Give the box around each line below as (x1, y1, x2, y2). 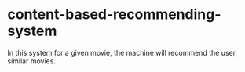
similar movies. (7, 56, 57, 66)
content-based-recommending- (7, 5, 221, 23)
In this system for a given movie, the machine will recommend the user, (7, 48, 237, 57)
